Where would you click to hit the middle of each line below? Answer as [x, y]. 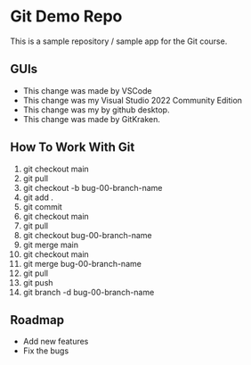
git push [38, 282]
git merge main [51, 245]
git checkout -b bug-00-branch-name [93, 187]
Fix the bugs [46, 351]
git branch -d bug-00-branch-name [89, 292]
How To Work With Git [73, 148]
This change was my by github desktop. [96, 110]
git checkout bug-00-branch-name [87, 235]
